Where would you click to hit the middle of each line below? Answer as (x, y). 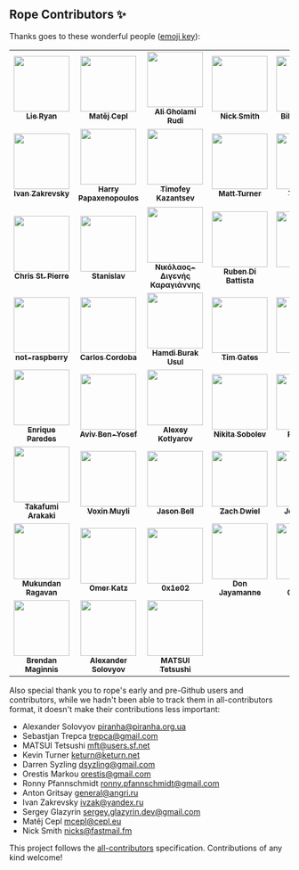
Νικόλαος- (175, 267)
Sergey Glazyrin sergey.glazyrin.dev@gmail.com (111, 811)
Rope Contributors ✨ (68, 15)
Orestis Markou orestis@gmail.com (86, 774)
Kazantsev (175, 198)
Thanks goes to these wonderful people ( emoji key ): (105, 36)
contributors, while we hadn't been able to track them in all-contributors (141, 700)
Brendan (42, 660)
